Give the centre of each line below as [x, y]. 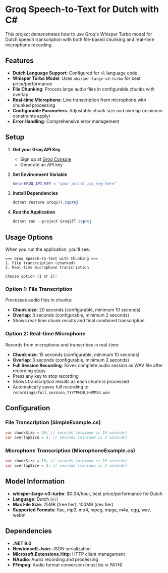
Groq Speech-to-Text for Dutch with [82, 9]
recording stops [29, 371]
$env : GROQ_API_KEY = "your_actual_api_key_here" [65, 184]
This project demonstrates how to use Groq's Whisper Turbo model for [79, 34]
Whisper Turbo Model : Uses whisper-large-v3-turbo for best [76, 78]
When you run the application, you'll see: [48, 249]
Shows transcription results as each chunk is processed [71, 381]
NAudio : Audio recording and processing [55, 559]
